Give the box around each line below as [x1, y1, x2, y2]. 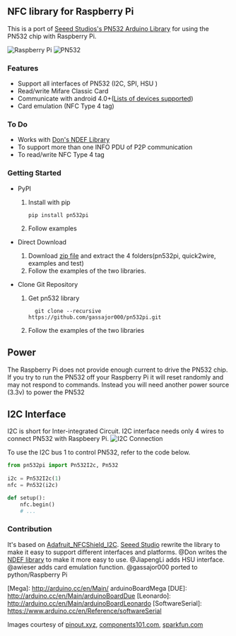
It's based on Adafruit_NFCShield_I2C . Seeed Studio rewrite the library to [7, 540, 220, 548]
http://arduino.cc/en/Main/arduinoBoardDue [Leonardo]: [7, 591, 171, 600]
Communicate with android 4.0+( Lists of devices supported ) [17, 95, 194, 103]
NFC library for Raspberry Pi [7, 6, 134, 18]
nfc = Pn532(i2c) [7, 481, 59, 488]
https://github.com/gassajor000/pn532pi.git [28, 314, 162, 321]
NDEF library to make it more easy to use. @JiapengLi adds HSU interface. [7, 555, 225, 564]
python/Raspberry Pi [7, 570, 68, 579]
